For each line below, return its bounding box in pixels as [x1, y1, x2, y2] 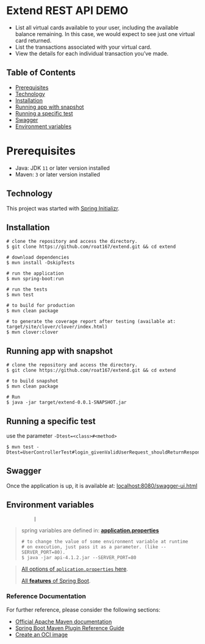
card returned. [15, 37, 52, 44]
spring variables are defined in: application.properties [21, 526, 159, 534]
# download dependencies [6, 255, 70, 261]
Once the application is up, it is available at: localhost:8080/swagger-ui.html [6, 482, 198, 489]
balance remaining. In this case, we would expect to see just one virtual [15, 30, 195, 37]
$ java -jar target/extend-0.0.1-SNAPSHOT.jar [6, 399, 127, 406]
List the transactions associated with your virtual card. [15, 43, 152, 51]
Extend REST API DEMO [6, 4, 129, 18]
